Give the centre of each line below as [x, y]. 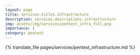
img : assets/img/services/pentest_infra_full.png [58, 24]
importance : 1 [20, 28]
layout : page [19, 10]
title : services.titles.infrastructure [47, 14]
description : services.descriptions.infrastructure [60, 19]
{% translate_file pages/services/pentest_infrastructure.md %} [70, 47]
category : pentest [24, 33]
